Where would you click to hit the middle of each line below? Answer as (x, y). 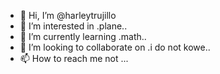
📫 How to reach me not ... (74, 58)
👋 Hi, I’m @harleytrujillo (68, 15)
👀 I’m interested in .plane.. (73, 26)
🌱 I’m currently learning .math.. (83, 36)
